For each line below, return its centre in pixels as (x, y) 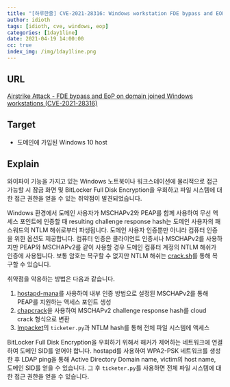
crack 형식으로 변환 (43, 319)
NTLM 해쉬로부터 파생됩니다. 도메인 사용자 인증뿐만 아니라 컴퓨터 (118, 230)
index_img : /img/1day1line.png (52, 52)
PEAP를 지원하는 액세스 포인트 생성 (64, 302)
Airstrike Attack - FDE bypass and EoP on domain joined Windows (100, 96)
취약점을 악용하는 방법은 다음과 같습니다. (61, 279)
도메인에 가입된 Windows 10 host (62, 142)
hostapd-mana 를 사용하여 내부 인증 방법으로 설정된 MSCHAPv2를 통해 (113, 294)
